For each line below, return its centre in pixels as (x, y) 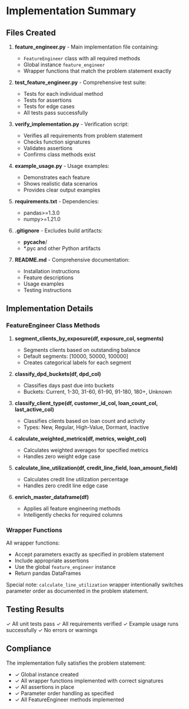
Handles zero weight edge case (62, 456)
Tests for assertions (47, 100)
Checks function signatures (57, 142)
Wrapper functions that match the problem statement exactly (97, 71)
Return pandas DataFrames (48, 573)
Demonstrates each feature (57, 177)
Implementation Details (50, 309)
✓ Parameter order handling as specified (64, 693)
